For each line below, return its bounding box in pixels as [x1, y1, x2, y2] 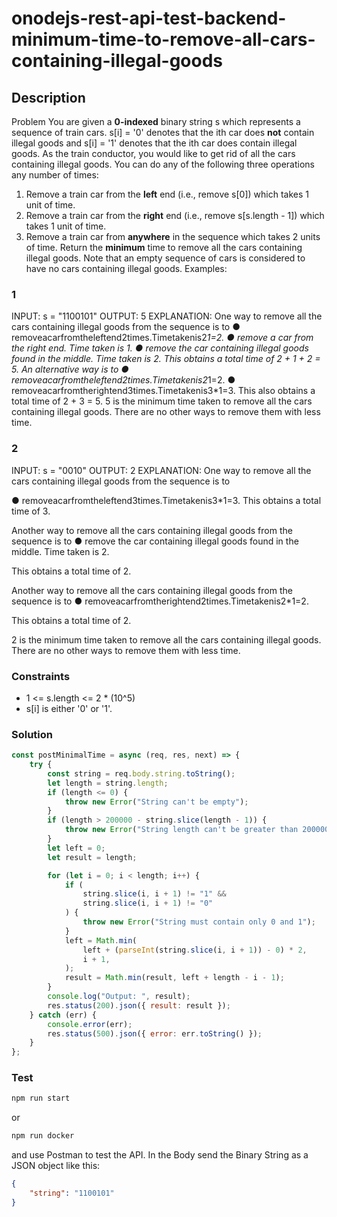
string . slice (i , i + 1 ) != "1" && [82, 889, 227, 899]
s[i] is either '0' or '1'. [25, 702, 113, 714]
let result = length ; [47, 852, 138, 862]
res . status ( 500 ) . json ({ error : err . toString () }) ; [47, 1028, 263, 1039]
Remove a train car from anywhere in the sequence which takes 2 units [25, 231, 321, 242]
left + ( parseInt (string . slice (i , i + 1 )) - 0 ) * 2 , [82, 945, 308, 955]
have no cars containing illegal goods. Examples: [25, 263, 228, 274]
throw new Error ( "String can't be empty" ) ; [64, 797, 249, 807]
